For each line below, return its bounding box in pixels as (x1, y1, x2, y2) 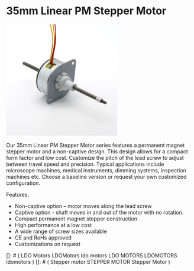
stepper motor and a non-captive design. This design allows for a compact (6, 147, 188, 155)
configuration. (6, 179, 40, 187)
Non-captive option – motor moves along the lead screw (14, 202, 152, 209)
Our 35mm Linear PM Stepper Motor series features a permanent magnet (6, 141, 185, 149)
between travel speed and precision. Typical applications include (6, 160, 164, 168)
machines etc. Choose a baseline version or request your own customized (6, 173, 187, 180)
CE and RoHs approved (14, 234, 72, 241)
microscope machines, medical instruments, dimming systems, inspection (6, 166, 186, 174)
